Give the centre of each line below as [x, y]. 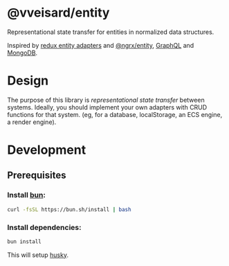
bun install [24, 241]
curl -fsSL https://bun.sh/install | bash [69, 209]
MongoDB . [22, 53]
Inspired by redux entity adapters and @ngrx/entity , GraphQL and [101, 45]
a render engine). [32, 122]
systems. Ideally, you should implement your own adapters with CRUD [107, 107]
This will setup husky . [38, 255]
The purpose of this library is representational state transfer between [106, 100]
